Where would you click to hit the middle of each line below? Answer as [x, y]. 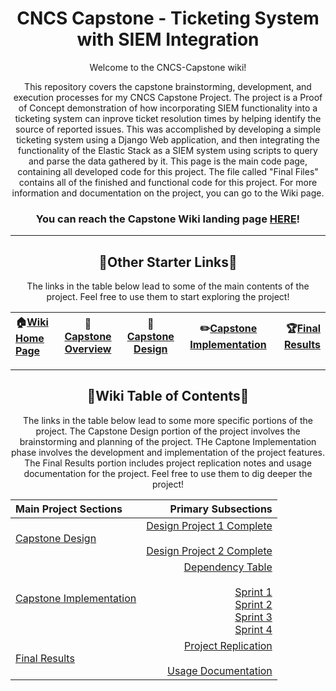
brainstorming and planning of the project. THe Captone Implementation [168, 441]
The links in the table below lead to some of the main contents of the [168, 286]
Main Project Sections [69, 509]
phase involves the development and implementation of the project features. [168, 452]
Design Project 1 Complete [209, 525]
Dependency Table [228, 567]
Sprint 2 [253, 604]
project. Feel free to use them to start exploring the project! [168, 297]
